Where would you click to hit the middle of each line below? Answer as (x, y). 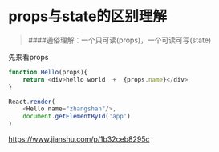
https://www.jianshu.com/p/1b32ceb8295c (79, 139)
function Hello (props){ (48, 72)
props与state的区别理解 (87, 16)
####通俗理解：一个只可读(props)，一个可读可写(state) (120, 40)
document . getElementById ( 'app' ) (77, 117)
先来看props (28, 57)
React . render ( (32, 102)
